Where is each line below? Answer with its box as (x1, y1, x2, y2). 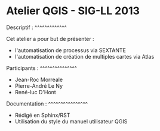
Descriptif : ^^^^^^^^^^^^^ (6, 24, 67, 31)
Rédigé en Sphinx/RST (14, 111, 70, 119)
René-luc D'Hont (14, 88, 57, 95)
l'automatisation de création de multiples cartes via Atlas (14, 53, 155, 60)
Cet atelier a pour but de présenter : (6, 35, 94, 42)
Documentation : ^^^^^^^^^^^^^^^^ (6, 100, 88, 107)
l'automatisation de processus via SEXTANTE (14, 46, 127, 54)
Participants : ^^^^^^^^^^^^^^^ (6, 64, 78, 72)
